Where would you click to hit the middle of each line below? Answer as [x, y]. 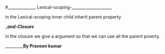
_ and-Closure [20, 26]
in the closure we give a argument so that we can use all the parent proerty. [83, 36]
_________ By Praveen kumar [34, 46]
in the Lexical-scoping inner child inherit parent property [63, 17]
